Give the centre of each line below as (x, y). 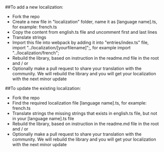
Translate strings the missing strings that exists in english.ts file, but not (84, 113)
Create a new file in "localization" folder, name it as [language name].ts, (85, 22)
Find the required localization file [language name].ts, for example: (79, 103)
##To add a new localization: (34, 7)
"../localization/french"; (36, 53)
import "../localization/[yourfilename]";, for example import (71, 48)
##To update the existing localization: (43, 88)
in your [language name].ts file (43, 119)
